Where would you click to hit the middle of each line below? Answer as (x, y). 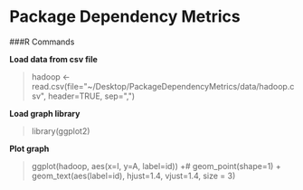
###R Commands (42, 42)
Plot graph (29, 148)
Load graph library (45, 113)
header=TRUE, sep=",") (92, 96)
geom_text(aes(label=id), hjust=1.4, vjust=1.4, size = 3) (133, 176)
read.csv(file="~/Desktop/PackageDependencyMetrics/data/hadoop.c (163, 86)
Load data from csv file (53, 59)
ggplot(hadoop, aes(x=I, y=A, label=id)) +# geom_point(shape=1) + (156, 166)
